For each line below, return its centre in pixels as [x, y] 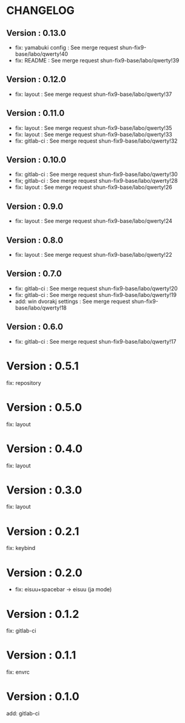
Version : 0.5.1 [42, 366]
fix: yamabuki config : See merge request [66, 47]
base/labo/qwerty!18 [41, 308]
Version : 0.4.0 [45, 448]
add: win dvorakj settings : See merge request [72, 301]
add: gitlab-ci [23, 713]
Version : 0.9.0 [35, 206]
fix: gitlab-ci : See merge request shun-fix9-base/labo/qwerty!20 [96, 288]
